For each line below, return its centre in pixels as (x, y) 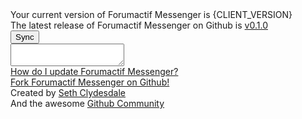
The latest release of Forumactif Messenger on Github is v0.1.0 (139, 25)
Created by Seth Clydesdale (68, 92)
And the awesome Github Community (87, 103)
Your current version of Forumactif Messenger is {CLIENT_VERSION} (151, 14)
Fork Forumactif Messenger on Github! (90, 82)
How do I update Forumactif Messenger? (94, 71)
